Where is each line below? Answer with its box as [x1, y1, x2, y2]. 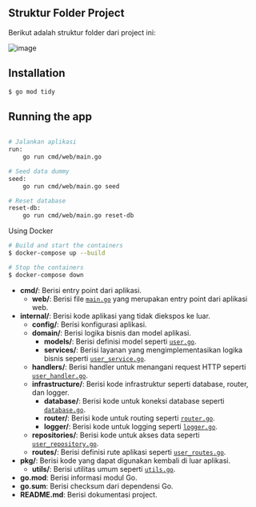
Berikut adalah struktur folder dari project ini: [8, 27, 156, 37]
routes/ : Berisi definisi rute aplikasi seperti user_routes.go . [31, 447, 226, 457]
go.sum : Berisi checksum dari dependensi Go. [19, 481, 174, 491]
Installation [8, 66, 66, 80]
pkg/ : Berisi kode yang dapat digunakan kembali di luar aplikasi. [19, 456, 230, 465]
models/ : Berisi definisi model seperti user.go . [43, 336, 198, 346]
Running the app [8, 110, 92, 123]
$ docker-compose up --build [8, 249, 106, 257]
